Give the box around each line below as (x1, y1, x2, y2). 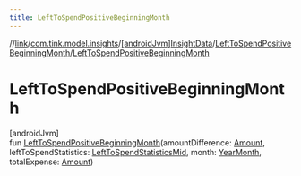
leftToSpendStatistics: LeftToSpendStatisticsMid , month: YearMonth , (9, 146, 262, 157)
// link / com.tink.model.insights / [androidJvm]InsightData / (9, 38, 216, 48)
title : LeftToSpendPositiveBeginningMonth (9, 13, 170, 22)
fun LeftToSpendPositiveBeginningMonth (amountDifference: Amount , (9, 136, 266, 148)
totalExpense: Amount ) (9, 156, 94, 167)
